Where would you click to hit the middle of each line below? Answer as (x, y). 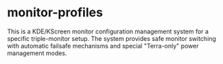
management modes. (37, 53)
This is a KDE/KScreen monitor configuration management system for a (108, 31)
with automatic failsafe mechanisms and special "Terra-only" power (103, 46)
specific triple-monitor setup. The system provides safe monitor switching (111, 38)
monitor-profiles (55, 13)
